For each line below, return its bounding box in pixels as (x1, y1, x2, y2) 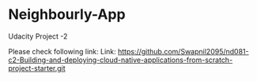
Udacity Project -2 (8, 31, 68, 41)
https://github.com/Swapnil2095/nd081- (117, 46, 249, 56)
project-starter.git (8, 63, 66, 72)
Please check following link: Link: (8, 46, 116, 56)
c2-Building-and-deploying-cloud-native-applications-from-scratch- (8, 55, 233, 64)
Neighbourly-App (8, 6, 126, 24)
